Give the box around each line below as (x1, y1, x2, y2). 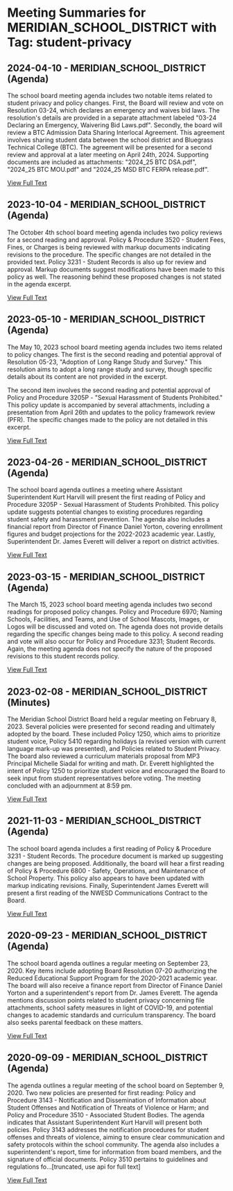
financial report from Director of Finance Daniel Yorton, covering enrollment (7, 523, 223, 531)
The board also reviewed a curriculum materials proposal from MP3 (7, 752, 200, 761)
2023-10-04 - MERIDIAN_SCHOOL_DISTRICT (7, 199, 207, 211)
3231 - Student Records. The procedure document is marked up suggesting (7, 852, 223, 860)
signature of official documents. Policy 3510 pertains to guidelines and (7, 1155, 208, 1163)
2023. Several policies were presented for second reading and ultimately (7, 722, 215, 731)
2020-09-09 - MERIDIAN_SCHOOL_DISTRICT (7, 1052, 208, 1064)
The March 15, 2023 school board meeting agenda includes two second (7, 600, 213, 609)
